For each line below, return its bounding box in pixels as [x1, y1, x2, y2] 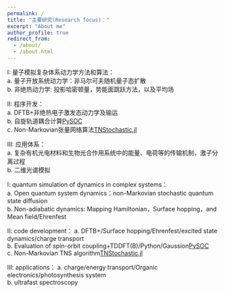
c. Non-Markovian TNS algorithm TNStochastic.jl [7, 248, 143, 257]
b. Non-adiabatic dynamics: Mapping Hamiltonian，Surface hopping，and [7, 204, 217, 213]
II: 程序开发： [7, 99, 45, 108]
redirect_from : [7, 36, 51, 43]
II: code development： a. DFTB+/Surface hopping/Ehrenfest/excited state [7, 226, 218, 235]
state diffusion [7, 196, 48, 204]
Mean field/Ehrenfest [7, 212, 67, 220]
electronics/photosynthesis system [7, 270, 106, 279]
